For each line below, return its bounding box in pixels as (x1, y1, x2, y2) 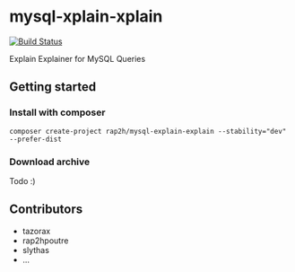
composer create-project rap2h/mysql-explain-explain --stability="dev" (9, 127, 287, 136)
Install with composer (9, 106, 106, 118)
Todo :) (9, 175, 36, 186)
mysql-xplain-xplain (9, 6, 163, 27)
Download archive (9, 155, 91, 168)
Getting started (9, 79, 97, 95)
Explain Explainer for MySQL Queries (9, 53, 146, 64)
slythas (22, 244, 49, 255)
